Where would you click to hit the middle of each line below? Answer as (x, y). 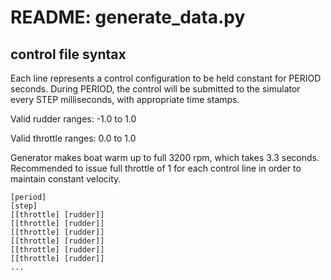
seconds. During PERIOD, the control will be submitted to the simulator (155, 89)
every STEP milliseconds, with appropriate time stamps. (125, 99)
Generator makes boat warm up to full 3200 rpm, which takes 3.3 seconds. (165, 157)
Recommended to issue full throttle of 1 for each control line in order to (156, 168)
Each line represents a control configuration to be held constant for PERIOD (166, 78)
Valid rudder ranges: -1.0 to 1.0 (73, 119)
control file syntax (68, 54)
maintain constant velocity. (66, 179)
